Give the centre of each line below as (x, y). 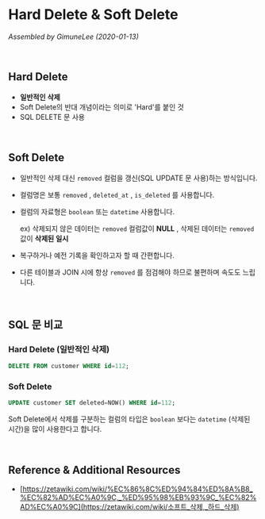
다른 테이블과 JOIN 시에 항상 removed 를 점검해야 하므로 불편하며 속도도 (130, 272)
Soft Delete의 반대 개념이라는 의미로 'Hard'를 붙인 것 (102, 107)
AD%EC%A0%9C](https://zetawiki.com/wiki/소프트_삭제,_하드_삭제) (129, 507)
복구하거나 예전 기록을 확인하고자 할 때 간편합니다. (97, 255)
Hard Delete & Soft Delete (93, 15)
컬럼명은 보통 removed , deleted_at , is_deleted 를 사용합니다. (117, 194)
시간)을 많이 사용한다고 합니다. (55, 429)
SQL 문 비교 (36, 324)
